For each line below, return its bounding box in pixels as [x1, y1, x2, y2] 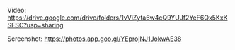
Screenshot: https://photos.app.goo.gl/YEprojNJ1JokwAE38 [7, 35, 182, 43]
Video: [7, 6, 27, 14]
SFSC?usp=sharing [7, 21, 64, 29]
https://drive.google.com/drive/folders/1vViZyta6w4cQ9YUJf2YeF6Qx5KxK [7, 13, 228, 22]
